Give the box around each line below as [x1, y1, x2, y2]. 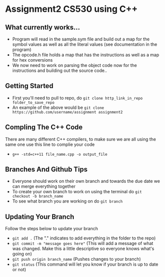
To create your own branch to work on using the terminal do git [12, 189, 142, 195]
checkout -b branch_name [12, 194, 64, 199]
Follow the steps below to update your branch [5, 226, 99, 232]
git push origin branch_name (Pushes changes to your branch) [12, 256, 141, 262]
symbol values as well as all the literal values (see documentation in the [12, 41, 158, 47]
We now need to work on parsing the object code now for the [12, 63, 137, 68]
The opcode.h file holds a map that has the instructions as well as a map [12, 52, 159, 58]
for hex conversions [12, 57, 53, 63]
